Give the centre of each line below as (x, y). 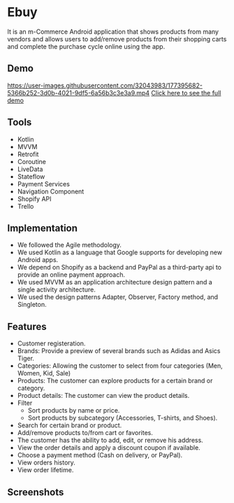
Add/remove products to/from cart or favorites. (85, 433)
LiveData (30, 169)
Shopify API (34, 199)
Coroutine (32, 161)
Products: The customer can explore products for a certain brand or (115, 381)
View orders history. (46, 462)
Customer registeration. (51, 343)
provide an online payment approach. (71, 275)
